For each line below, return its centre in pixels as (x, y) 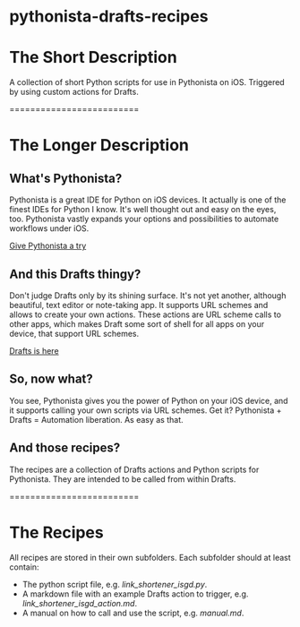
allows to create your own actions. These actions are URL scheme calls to (146, 314)
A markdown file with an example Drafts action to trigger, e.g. (135, 594)
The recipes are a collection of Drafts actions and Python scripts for (134, 469)
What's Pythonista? (66, 178)
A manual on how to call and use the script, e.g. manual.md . (133, 613)
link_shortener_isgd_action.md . (79, 603)
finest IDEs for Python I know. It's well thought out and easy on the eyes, (143, 210)
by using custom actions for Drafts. (74, 92)
